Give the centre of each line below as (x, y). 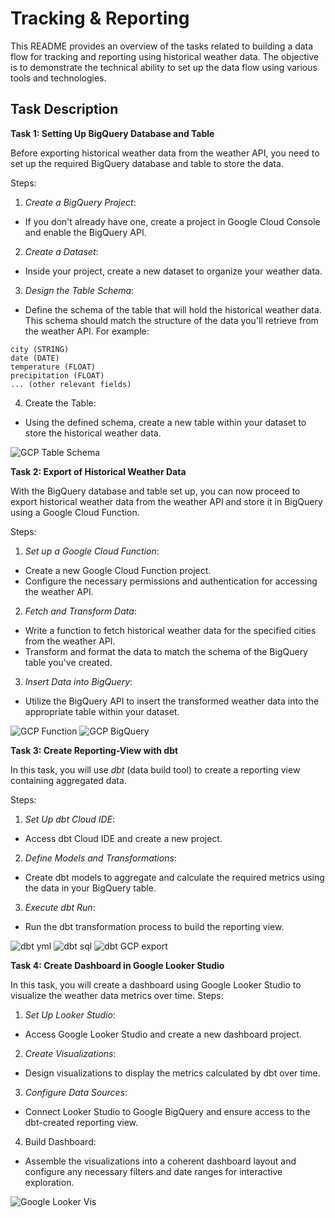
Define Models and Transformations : (100, 858)
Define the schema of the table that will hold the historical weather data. (173, 309)
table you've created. (68, 662)
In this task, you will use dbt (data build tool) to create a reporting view (155, 769)
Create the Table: (60, 403)
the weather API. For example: (87, 331)
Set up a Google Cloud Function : (92, 551)
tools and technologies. (58, 78)
